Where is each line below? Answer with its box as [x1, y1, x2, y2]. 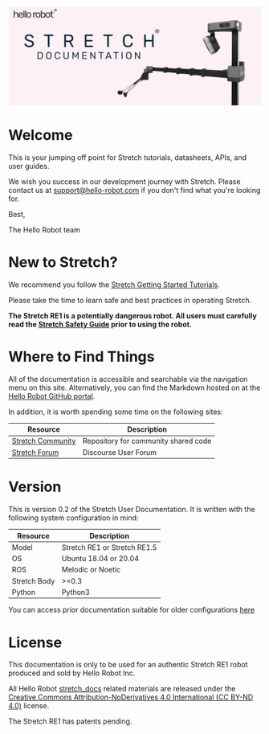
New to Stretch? [8, 253, 118, 271]
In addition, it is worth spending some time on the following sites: [8, 407, 223, 416]
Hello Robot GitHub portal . [8, 391, 96, 400]
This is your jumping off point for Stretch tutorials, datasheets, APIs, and [8, 152, 247, 162]
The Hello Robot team [8, 224, 80, 235]
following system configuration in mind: [8, 513, 139, 523]
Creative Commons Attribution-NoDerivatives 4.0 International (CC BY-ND [8, 692, 254, 702]
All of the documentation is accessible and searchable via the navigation [8, 374, 248, 383]
